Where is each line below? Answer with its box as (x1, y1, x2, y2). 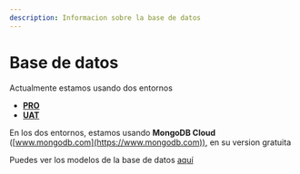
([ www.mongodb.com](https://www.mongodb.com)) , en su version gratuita (9, 137, 292, 148)
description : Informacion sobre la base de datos (9, 13, 202, 23)
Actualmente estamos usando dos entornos (9, 82, 173, 93)
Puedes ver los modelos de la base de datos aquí (9, 154, 194, 165)
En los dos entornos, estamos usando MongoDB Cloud (9, 127, 216, 138)
